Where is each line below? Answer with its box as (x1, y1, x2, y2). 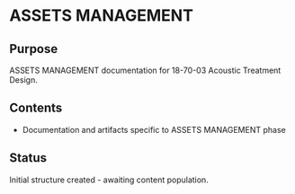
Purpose (9, 41, 58, 57)
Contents (9, 101, 63, 116)
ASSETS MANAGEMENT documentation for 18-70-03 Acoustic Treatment (9, 65, 282, 75)
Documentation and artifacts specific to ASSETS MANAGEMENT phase (22, 124, 286, 135)
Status (9, 150, 48, 166)
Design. (9, 75, 38, 85)
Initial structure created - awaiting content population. (9, 174, 209, 185)
